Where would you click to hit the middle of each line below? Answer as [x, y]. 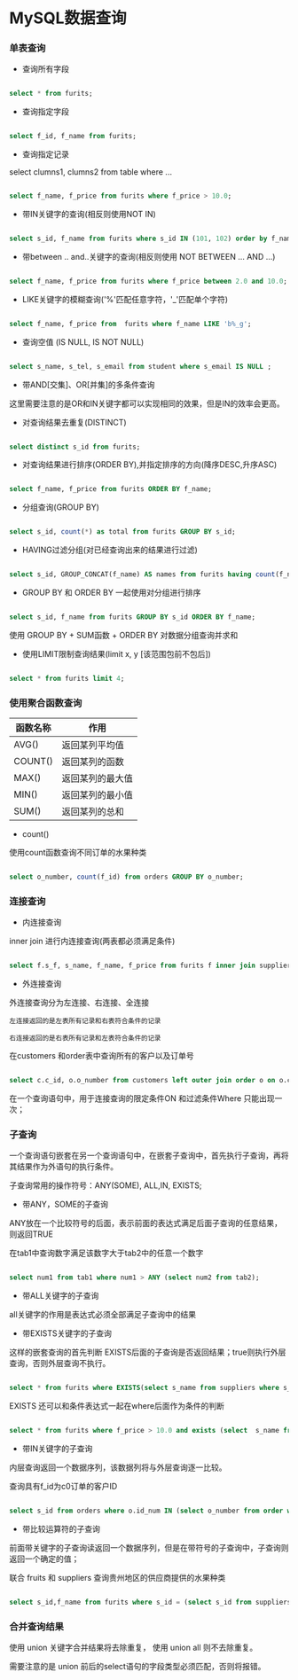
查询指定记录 [45, 154]
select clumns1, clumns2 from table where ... [91, 172]
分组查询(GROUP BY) [61, 507]
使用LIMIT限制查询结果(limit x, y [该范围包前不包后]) [116, 653]
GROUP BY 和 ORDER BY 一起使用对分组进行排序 [111, 593]
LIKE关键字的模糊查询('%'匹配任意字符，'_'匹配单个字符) [125, 299]
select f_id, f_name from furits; [73, 137]
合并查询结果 [37, 1626]
